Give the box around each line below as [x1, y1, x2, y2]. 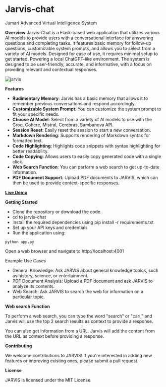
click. [12, 158, 24, 164]
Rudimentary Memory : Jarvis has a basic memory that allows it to [12, 95, 148, 101]
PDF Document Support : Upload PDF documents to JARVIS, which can [12, 174, 158, 180]
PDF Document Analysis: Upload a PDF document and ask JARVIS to [12, 278, 153, 284]
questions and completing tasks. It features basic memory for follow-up [5, 40, 152, 46]
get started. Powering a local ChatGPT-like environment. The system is [5, 56, 150, 62]
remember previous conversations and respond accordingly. [12, 100, 136, 106]
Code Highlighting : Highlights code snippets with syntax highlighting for [12, 143, 161, 149]
